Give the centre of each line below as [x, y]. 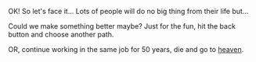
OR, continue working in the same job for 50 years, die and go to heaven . [126, 49]
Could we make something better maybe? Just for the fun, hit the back [122, 26]
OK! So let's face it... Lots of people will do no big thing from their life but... [128, 11]
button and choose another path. [61, 34]
